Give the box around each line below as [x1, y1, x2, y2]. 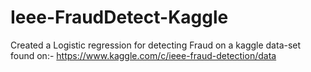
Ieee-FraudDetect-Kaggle [10, 6, 229, 29]
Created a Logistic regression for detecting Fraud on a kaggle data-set [10, 39, 302, 51]
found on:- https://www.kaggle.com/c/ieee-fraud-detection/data [10, 49, 277, 61]
